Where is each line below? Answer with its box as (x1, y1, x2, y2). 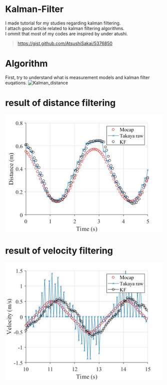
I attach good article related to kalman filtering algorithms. (5, 25, 125, 31)
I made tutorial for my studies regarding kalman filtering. (5, 20, 121, 26)
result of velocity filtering (5, 245, 113, 256)
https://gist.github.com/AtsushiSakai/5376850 (17, 40, 112, 46)
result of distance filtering (5, 97, 116, 108)
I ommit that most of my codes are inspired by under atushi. (5, 30, 128, 36)
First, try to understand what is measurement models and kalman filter (5, 74, 150, 80)
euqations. (5, 79, 27, 85)
